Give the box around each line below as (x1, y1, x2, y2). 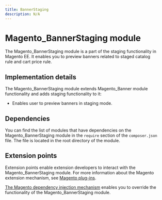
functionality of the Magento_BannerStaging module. (5, 189, 111, 195)
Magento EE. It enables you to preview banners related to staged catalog (5, 54, 150, 60)
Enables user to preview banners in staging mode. (12, 100, 113, 106)
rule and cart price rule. (5, 59, 52, 65)
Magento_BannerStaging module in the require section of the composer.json (5, 133, 158, 138)
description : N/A (5, 12, 40, 17)
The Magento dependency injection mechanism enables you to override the (5, 184, 157, 190)
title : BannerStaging (5, 7, 49, 12)
